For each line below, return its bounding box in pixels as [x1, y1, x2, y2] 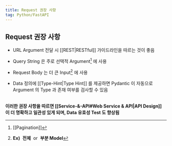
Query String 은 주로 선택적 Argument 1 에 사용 [12, 57, 107, 64]
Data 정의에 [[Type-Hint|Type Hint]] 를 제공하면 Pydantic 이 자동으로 [12, 80, 153, 86]
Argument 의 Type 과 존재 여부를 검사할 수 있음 [12, 87, 109, 93]
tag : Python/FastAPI [5, 12, 50, 17]
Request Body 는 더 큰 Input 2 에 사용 [12, 68, 88, 75]
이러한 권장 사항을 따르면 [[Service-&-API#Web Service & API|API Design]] [5, 103, 162, 109]
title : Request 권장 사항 [5, 7, 56, 13]
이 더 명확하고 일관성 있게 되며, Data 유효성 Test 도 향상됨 [5, 109, 120, 115]
